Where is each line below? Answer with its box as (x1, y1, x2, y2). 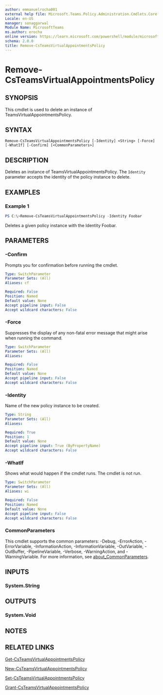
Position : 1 (5, 434, 29, 439)
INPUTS (5, 568, 29, 576)
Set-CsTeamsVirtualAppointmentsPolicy (5, 675, 85, 681)
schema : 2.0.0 (5, 39, 34, 44)
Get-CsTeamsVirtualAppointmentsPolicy (5, 656, 85, 662)
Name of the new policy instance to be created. (5, 403, 100, 409)
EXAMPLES (5, 188, 40, 197)
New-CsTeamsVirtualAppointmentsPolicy (5, 665, 87, 671)
